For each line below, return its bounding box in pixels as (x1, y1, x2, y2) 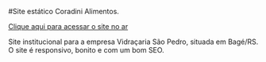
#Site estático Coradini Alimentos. (8, 7, 119, 16)
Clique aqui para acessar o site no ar (8, 22, 129, 31)
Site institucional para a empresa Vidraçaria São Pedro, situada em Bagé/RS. (8, 37, 259, 46)
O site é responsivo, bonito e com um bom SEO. (8, 46, 164, 54)
